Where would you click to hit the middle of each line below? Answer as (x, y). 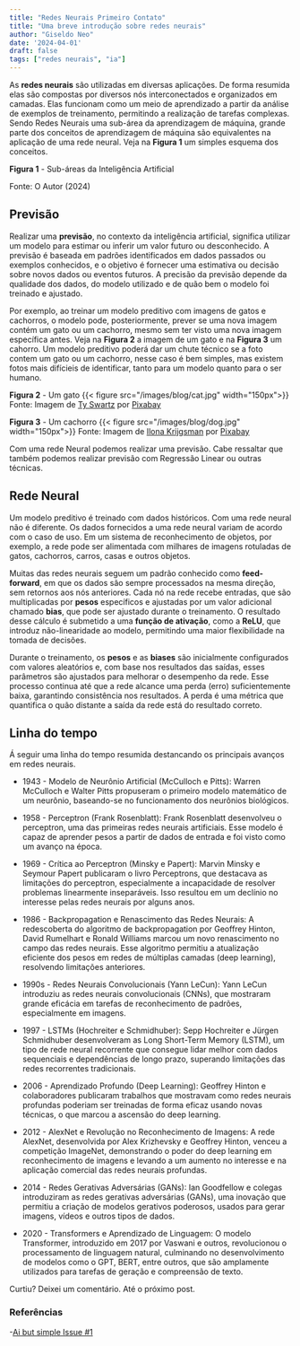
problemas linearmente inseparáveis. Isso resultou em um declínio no (150, 893)
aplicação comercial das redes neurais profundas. (115, 1170)
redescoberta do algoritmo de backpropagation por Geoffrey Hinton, (149, 929)
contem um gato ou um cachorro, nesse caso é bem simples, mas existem (146, 358)
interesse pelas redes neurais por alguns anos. (108, 902)
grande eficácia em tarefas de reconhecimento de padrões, (132, 1004)
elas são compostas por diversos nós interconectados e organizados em (143, 94)
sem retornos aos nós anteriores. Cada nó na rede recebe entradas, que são (150, 592)
